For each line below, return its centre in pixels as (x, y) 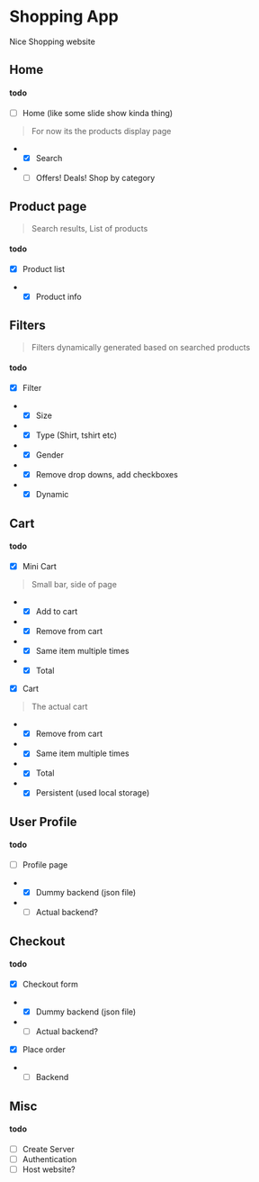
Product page (48, 207)
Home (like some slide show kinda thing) (98, 113)
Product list (44, 268)
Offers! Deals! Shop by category (95, 177)
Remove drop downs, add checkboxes (107, 475)
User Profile (44, 822)
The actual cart (59, 707)
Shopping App (64, 17)
